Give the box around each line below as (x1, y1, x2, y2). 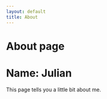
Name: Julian (6, 66, 72, 80)
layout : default (6, 8, 46, 15)
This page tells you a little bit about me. (6, 86, 102, 93)
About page (6, 39, 65, 53)
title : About (6, 14, 38, 20)
